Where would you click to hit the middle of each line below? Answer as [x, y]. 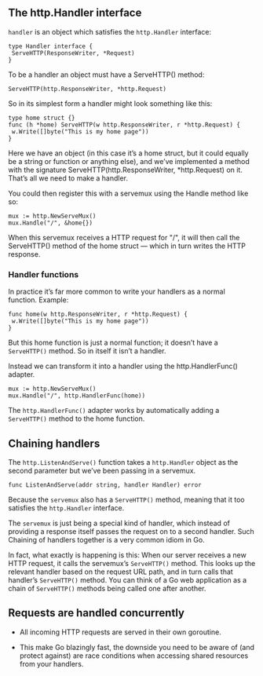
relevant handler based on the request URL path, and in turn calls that [121, 572]
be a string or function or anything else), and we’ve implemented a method [129, 161]
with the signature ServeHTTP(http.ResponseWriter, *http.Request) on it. [126, 170]
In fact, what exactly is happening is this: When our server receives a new [128, 555]
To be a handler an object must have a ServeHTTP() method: [106, 75]
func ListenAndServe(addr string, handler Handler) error [105, 485]
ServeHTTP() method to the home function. [77, 418]
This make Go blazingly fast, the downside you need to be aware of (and [137, 647]
